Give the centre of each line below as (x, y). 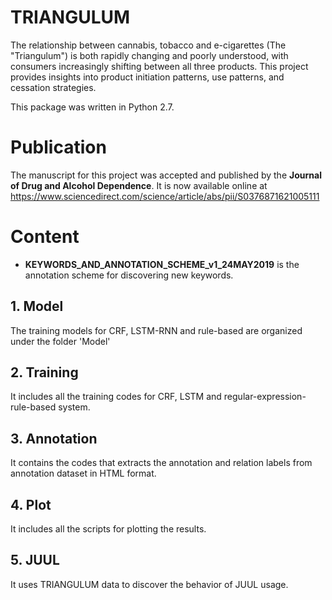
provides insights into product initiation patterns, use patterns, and (147, 77)
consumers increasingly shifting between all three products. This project (159, 66)
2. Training (44, 372)
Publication (58, 147)
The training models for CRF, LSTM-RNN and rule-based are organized (156, 330)
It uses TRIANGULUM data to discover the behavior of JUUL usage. (149, 584)
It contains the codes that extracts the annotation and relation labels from (161, 463)
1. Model (37, 306)
